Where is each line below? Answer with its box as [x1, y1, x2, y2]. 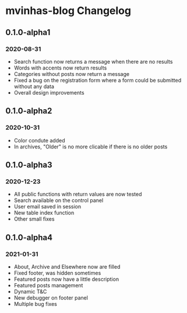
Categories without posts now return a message [13, 70, 129, 77]
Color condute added [13, 137, 65, 144]
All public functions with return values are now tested [13, 191, 142, 198]
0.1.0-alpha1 [5, 27, 51, 37]
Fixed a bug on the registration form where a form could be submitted [13, 76, 182, 84]
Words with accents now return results [13, 64, 107, 71]
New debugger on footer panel [13, 294, 89, 301]
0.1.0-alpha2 [5, 106, 52, 116]
